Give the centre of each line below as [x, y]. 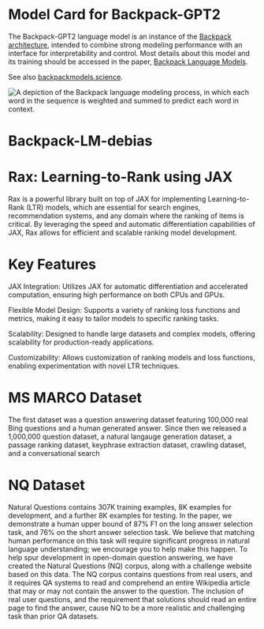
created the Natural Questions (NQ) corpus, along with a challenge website [130, 566]
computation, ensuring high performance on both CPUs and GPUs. [117, 295]
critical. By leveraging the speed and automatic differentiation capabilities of [132, 224]
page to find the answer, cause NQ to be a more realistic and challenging [126, 608]
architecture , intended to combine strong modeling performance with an [125, 44]
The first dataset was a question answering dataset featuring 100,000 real [128, 420]
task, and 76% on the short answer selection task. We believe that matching [131, 532]
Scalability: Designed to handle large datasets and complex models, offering [132, 334]
